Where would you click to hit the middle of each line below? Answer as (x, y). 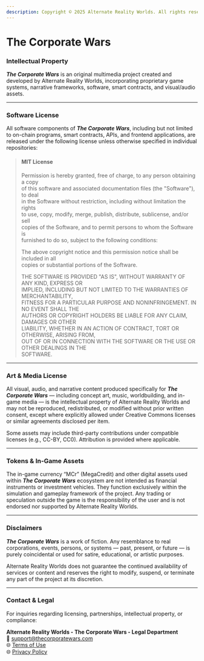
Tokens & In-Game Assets (45, 461)
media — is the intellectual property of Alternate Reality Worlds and (106, 402)
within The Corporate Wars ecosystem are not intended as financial (92, 481)
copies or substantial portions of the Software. (79, 265)
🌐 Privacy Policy (27, 651)
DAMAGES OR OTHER (49, 322)
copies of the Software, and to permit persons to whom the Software (107, 227)
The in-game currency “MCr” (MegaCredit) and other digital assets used (97, 474)
